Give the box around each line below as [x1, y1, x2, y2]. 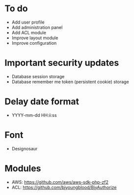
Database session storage [11, 73, 65, 79]
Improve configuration [11, 40, 57, 46]
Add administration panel [11, 24, 63, 30]
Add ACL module [11, 29, 46, 35]
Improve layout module [11, 35, 58, 41]
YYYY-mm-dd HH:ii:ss [11, 112, 57, 118]
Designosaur [11, 145, 38, 151]
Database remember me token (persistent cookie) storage [11, 79, 129, 84]
